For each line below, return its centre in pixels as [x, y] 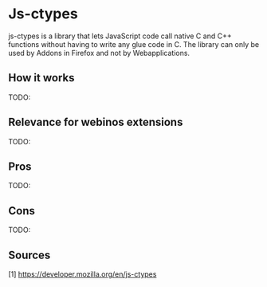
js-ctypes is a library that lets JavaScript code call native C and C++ [120, 36]
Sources [29, 255]
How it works [41, 78]
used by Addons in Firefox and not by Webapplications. [99, 53]
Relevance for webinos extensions [96, 122]
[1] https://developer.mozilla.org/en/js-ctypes [82, 274]
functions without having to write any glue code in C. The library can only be [134, 44]
